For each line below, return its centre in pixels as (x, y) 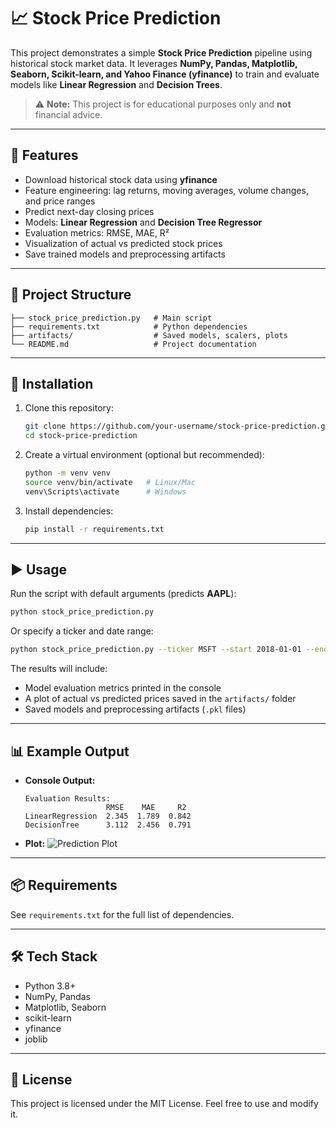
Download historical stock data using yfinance (121, 179)
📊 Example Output (70, 751)
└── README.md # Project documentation (133, 344)
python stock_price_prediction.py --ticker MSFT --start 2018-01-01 (156, 650)
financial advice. (68, 114)
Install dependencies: (69, 511)
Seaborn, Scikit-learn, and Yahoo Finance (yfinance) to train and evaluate (165, 74)
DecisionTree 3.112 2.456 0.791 (108, 825)
